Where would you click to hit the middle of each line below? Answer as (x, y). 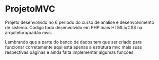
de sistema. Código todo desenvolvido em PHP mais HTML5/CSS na (74, 27)
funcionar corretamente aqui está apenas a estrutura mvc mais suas (74, 47)
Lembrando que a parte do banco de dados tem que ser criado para (73, 42)
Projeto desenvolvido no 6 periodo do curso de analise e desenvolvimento (80, 22)
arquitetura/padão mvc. (29, 32)
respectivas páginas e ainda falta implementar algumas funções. (70, 52)
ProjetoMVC (30, 9)
